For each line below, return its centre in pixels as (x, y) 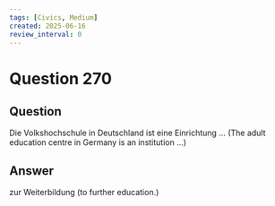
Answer (32, 171)
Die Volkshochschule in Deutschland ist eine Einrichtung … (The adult (137, 133)
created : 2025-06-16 (48, 26)
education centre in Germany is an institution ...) (98, 142)
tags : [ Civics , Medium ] (54, 17)
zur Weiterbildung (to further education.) (84, 193)
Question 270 (60, 78)
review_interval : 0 (46, 34)
